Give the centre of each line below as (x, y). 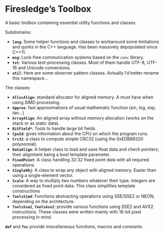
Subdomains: (18, 32)
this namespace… (30, 78)
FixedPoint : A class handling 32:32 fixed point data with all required (81, 159)
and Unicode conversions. (44, 68)
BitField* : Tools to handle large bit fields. (54, 128)
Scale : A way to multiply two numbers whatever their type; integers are (84, 181)
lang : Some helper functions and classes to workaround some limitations (85, 41)
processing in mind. (32, 217)
